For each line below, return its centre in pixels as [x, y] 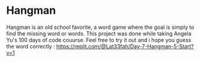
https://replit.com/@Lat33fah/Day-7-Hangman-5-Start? [125, 46]
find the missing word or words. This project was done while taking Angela [99, 33]
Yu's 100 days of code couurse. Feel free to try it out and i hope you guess [99, 40]
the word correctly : [31, 46]
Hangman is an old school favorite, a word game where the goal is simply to [100, 27]
